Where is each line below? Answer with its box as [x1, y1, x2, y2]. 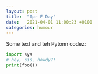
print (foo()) [6, 62, 38, 68]
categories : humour [6, 24, 54, 31]
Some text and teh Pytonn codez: [6, 40, 86, 47]
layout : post [6, 8, 38, 14]
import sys [6, 51, 33, 58]
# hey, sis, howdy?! [6, 57, 57, 63]
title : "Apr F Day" [6, 14, 57, 20]
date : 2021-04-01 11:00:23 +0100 [6, 19, 93, 25]
